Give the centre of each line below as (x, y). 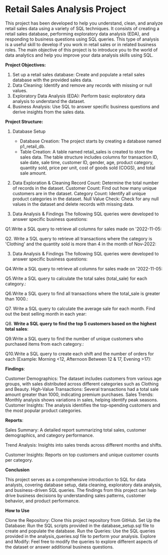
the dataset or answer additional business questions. (59, 547)
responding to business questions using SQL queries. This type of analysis (82, 39)
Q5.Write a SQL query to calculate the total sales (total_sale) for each (76, 278)
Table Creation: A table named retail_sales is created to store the (86, 152)
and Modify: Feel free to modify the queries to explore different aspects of (81, 541)
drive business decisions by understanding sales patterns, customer (75, 495)
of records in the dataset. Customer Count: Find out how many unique (84, 188)
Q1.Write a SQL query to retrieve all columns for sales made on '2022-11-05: (83, 229)
